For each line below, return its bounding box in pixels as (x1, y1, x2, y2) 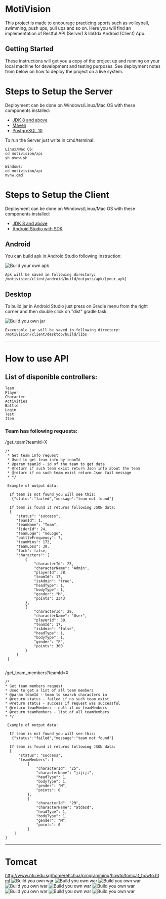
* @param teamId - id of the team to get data (7, 462, 105, 467)
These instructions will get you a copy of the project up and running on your (5, 58, 160, 64)
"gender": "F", (34, 639, 65, 644)
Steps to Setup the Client (5, 189, 110, 200)
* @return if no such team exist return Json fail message (7, 470, 132, 475)
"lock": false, (16, 548, 48, 553)
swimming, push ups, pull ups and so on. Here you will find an (5, 25, 131, 31)
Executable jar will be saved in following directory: (5, 328, 121, 333)
